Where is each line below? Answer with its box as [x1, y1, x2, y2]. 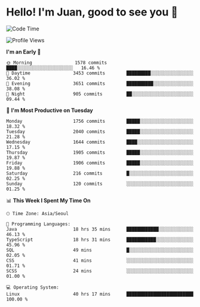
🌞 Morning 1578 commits [6, 60, 107, 66]
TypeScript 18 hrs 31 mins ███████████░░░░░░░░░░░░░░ [6, 237, 194, 243]
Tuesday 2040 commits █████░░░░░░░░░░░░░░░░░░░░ [6, 128, 194, 135]
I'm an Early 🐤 [6, 48, 41, 55]
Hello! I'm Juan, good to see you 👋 [6, 5, 178, 19]
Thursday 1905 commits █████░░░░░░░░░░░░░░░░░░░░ [6, 149, 194, 156]
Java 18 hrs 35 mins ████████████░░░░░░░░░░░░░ [6, 226, 194, 232]
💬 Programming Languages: [6, 221, 70, 227]
